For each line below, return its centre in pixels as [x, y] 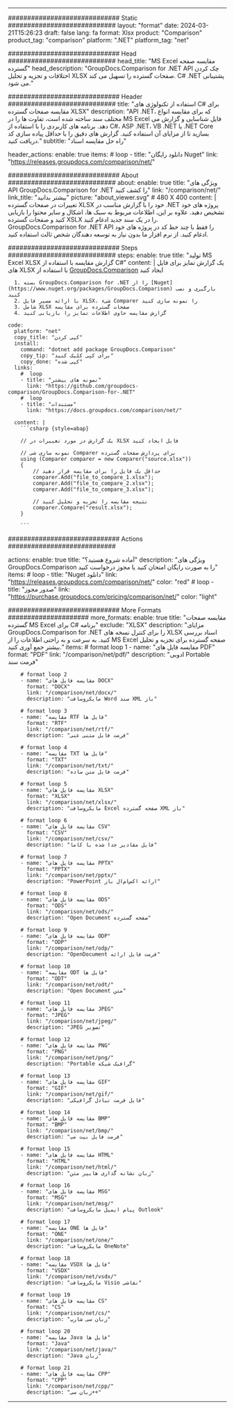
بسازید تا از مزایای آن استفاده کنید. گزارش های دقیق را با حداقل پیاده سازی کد [109, 133]
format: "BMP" [47, 1125]
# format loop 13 [45, 1076]
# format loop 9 [44, 930]
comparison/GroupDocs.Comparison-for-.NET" [72, 392]
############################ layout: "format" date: [93, 25]
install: [27, 343]
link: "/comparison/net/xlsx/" [72, 802]
